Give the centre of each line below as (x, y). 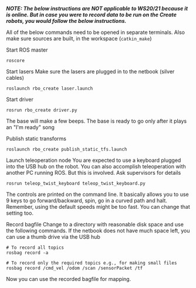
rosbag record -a (27, 253)
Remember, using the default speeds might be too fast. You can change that (98, 207)
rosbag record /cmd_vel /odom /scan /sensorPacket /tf (75, 268)
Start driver (20, 99)
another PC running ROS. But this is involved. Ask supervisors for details (94, 173)
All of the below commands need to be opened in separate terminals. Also (95, 32)
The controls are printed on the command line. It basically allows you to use (97, 194)
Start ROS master (27, 50)
